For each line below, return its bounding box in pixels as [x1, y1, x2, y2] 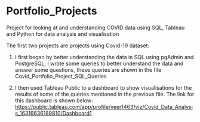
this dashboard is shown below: [14, 97, 93, 104]
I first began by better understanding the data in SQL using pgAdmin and [14, 53, 194, 60]
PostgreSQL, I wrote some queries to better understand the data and [14, 60, 184, 67]
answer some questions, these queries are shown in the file [14, 66, 162, 73]
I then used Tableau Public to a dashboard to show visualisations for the [14, 84, 192, 91]
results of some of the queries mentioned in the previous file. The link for [14, 90, 195, 97]
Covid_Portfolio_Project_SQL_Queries [14, 72, 107, 80]
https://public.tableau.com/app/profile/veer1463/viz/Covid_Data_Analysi [14, 103, 193, 110]
